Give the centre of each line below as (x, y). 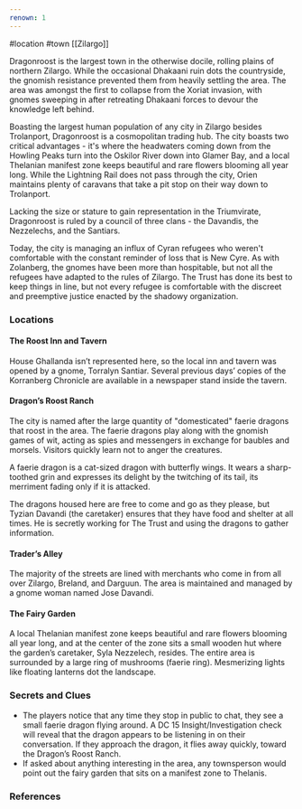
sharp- (279, 467)
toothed (24, 476)
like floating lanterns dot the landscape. (82, 672)
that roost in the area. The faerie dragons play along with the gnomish (139, 430)
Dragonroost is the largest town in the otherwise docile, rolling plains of (142, 61)
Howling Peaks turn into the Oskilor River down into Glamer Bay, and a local (150, 155)
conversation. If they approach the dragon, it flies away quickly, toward (154, 744)
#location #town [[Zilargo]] (59, 43)
